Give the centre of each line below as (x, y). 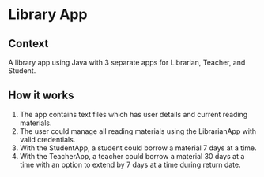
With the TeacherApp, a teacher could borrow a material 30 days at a (132, 156)
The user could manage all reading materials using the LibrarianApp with (138, 131)
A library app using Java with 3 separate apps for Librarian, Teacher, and (127, 62)
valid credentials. (47, 139)
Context (28, 44)
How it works (41, 96)
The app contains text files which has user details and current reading (134, 114)
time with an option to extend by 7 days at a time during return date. (130, 164)
